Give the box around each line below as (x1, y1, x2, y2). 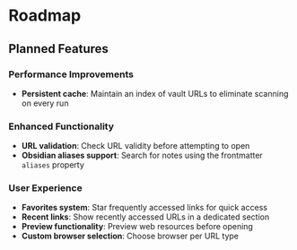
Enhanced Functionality (8, 120, 114, 133)
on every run (21, 98, 69, 108)
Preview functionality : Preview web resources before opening (21, 221, 253, 232)
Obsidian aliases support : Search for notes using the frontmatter (21, 150, 264, 161)
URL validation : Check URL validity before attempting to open (21, 141, 250, 151)
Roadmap (8, 5, 82, 26)
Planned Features (8, 41, 109, 56)
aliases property (21, 159, 84, 170)
